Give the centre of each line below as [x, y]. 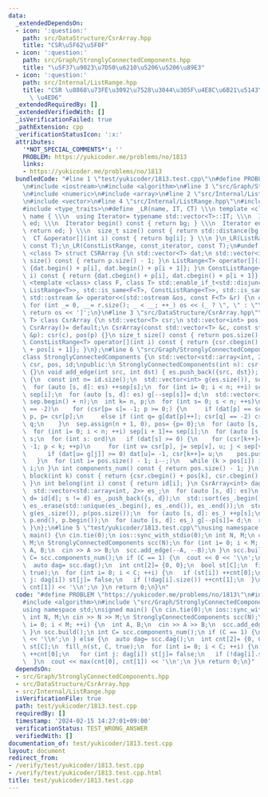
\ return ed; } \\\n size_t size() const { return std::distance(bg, [142, 231]
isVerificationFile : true [59, 699]
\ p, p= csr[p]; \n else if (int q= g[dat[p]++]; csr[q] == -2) [137, 417]
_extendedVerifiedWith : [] [60, 113]
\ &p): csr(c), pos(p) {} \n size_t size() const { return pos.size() [141, 335]
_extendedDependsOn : [49, 23]
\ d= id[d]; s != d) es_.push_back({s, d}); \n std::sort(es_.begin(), [144, 498]
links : [33, 165]
